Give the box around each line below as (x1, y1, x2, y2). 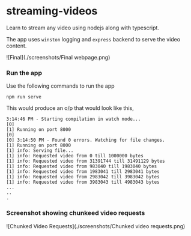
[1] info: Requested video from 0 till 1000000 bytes (6, 153, 144, 159)
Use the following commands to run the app (6, 82, 115, 89)
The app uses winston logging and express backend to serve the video (6, 35, 181, 43)
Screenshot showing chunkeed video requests (6, 209, 145, 217)
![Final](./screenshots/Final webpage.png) (6, 53, 111, 61)
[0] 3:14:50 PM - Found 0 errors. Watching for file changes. (6, 137, 165, 144)
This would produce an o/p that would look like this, (6, 104, 134, 112)
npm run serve (6, 94, 42, 100)
